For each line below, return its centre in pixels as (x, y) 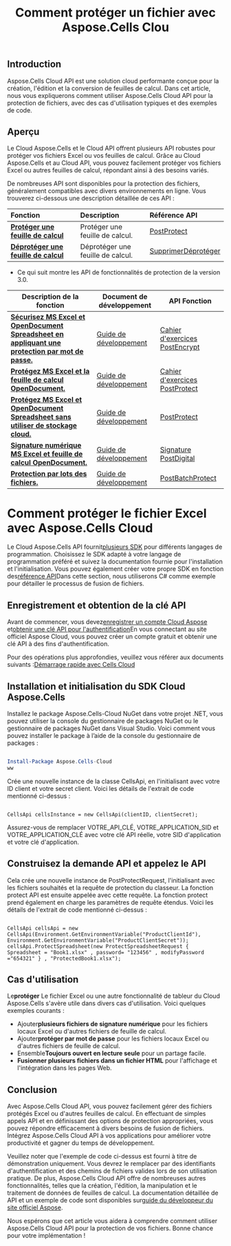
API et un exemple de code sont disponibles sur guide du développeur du (110, 1200)
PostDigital (177, 459)
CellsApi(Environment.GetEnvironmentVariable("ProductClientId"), (104, 934)
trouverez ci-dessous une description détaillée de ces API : (91, 199)
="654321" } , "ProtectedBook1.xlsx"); (64, 958)
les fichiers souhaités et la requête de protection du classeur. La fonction (110, 887)
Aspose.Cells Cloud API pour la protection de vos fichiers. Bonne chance (110, 1228)
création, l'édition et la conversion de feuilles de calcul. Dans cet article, (109, 88)
